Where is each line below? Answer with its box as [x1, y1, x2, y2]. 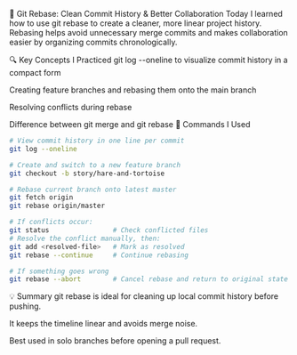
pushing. [9, 301, 42, 311]
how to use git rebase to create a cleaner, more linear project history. [9, 18, 262, 28]
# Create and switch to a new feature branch [9, 160, 181, 169]
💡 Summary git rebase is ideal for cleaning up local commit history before [9, 291, 279, 302]
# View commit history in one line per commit [9, 136, 185, 145]
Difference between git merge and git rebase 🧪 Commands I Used [9, 119, 251, 129]
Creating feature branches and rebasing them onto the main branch [9, 85, 257, 95]
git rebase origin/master [9, 201, 105, 211]
